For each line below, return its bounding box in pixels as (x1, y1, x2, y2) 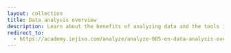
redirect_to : (7, 29, 45, 36)
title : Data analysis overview (7, 17, 97, 23)
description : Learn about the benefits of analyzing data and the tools (7, 23, 220, 30)
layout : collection (7, 10, 63, 17)
